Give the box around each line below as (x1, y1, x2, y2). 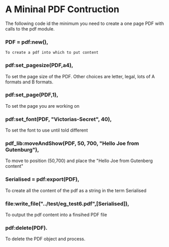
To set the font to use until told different (5, 127, 88, 133)
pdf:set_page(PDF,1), (5, 91, 58, 99)
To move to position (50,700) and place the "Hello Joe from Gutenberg (5, 158, 153, 164)
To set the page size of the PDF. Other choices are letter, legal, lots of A (5, 73, 155, 79)
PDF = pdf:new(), (5, 38, 48, 45)
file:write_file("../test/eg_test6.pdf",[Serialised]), (5, 200, 129, 207)
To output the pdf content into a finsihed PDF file (5, 212, 108, 218)
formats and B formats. (5, 79, 53, 85)
